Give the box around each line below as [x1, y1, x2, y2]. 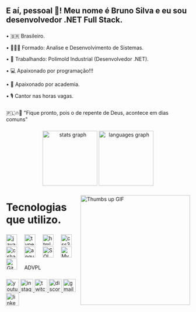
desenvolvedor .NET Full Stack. [6, 15, 123, 25]
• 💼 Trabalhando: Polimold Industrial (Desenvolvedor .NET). [6, 56, 149, 63]
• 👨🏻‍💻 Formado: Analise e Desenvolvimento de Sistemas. [6, 44, 144, 52]
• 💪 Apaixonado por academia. [6, 81, 80, 88]
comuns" [6, 116, 28, 123]
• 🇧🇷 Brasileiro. [6, 33, 45, 40]
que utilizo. [6, 213, 61, 227]
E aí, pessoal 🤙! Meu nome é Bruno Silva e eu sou [6, 6, 187, 16]
